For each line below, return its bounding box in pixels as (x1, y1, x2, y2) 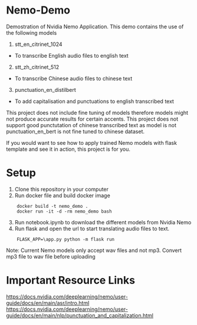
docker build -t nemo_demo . (17, 203, 88, 209)
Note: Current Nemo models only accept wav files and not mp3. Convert (6, 247, 182, 254)
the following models (6, 29, 57, 36)
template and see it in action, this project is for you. (6, 145, 131, 152)
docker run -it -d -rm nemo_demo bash (17, 208, 112, 214)
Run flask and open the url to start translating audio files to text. (14, 225, 170, 232)
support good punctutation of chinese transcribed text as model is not (6, 121, 177, 128)
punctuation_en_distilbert (14, 86, 76, 93)
